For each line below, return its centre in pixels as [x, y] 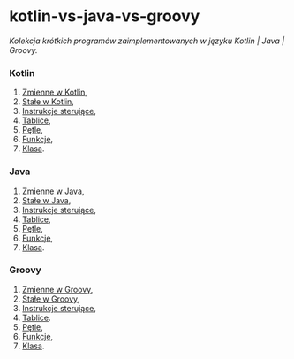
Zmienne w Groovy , [57, 289]
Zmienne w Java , [53, 191]
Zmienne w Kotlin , [55, 92]
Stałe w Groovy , [51, 299]
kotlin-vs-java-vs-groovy [105, 16]
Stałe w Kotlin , [48, 102]
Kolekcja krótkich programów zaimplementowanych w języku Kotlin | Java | [147, 41]
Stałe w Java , [46, 200]
